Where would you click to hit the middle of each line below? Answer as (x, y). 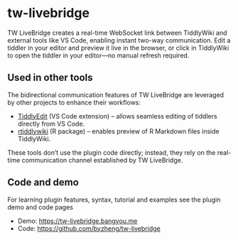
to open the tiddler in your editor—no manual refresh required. (98, 55)
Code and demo (43, 182)
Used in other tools (50, 78)
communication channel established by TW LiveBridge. (102, 160)
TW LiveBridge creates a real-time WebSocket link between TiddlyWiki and (117, 33)
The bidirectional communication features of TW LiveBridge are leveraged (116, 94)
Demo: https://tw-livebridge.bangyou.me (77, 221)
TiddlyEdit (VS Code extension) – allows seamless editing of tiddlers (118, 116)
